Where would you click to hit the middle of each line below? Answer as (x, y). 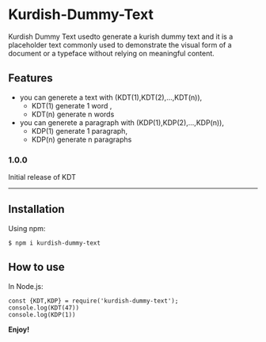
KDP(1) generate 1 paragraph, (80, 131)
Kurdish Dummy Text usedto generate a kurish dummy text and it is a (121, 36)
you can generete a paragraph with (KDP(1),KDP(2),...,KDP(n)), (122, 122)
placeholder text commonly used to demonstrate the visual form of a (120, 44)
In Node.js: (26, 286)
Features (30, 78)
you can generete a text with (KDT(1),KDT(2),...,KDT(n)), (111, 97)
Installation (36, 209)
